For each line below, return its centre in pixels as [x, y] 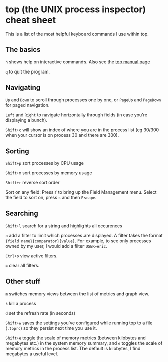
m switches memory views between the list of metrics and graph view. [77, 294]
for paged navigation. [27, 105]
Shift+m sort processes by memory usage [49, 173]
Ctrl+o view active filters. [31, 256]
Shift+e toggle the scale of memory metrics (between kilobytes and [75, 338]
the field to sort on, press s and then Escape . [51, 198]
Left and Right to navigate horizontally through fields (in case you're [76, 115]
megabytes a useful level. [32, 354]
